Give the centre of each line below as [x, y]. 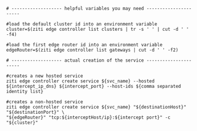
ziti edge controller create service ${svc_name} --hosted [80, 81]
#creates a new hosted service [45, 76]
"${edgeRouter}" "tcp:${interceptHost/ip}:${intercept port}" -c [88, 117]
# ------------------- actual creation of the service [75, 60]
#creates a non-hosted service [45, 102]
